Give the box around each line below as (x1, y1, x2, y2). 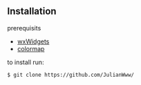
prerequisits (7, 23, 41, 32)
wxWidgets (17, 37, 50, 46)
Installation (7, 6, 57, 17)
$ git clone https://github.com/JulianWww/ (7, 71, 135, 78)
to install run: (7, 58, 44, 66)
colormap (17, 44, 45, 53)
